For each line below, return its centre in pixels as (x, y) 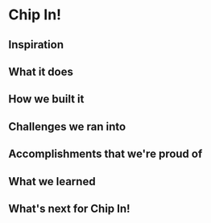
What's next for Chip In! (69, 208)
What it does (41, 71)
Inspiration (36, 45)
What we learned (52, 182)
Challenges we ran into (67, 126)
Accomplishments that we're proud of (105, 154)
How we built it (46, 99)
